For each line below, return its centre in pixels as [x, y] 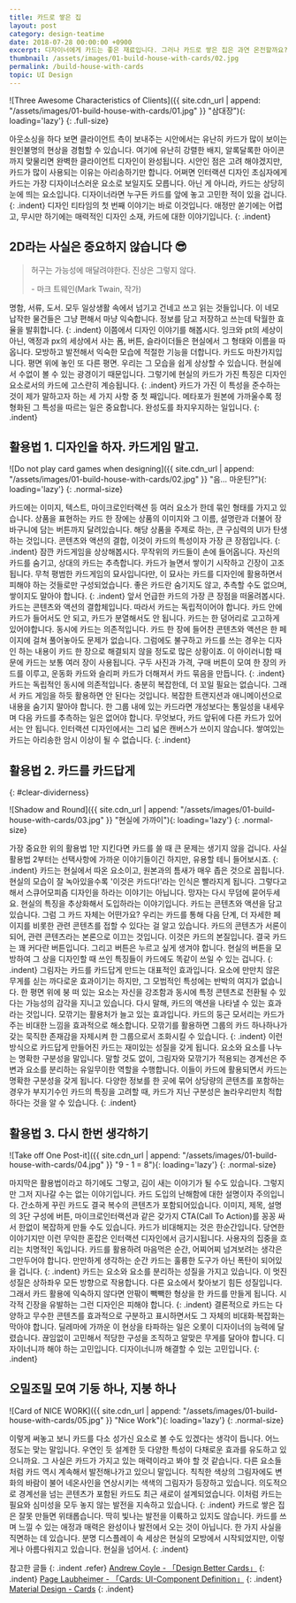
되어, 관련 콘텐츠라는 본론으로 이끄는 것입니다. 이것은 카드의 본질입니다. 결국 [140, 937]
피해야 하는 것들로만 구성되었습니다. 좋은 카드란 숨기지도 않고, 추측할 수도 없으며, [148, 585]
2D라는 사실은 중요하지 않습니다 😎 [98, 247]
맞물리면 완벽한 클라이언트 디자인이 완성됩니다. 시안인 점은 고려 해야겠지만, [154, 161]
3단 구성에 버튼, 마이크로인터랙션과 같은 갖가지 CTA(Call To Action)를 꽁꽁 [147, 1216]
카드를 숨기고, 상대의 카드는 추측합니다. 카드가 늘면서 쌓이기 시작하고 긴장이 [139, 563]
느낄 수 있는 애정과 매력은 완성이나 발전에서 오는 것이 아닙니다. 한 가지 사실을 [150, 1527]
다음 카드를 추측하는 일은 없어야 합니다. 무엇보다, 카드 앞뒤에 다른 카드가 [142, 718]
